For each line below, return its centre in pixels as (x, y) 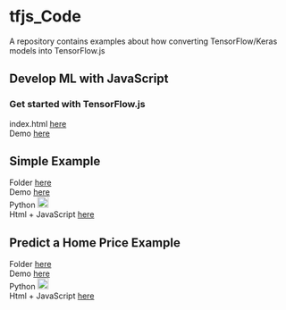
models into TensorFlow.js (57, 50)
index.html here (38, 123)
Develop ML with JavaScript (89, 79)
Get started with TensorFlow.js (77, 105)
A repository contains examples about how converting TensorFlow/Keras (143, 41)
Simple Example (55, 161)
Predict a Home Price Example (95, 243)
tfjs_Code (46, 17)
